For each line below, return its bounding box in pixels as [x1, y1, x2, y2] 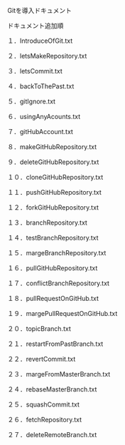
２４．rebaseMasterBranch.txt [7, 385, 97, 394]
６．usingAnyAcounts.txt [7, 113, 81, 121]
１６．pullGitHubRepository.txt [7, 264, 98, 272]
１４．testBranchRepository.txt [7, 234, 99, 242]
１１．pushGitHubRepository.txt [7, 188, 102, 196]
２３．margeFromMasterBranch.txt [7, 370, 111, 378]
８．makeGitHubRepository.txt [7, 143, 97, 151]
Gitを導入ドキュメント [7, 6, 72, 14]
